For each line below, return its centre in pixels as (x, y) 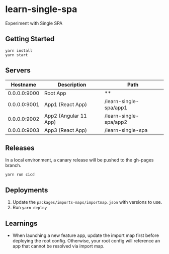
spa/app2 (116, 122)
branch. (13, 165)
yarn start (17, 55)
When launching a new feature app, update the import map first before (86, 235)
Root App (55, 93)
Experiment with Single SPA (34, 23)
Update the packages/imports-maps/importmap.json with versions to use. (87, 202)
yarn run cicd (20, 175)
